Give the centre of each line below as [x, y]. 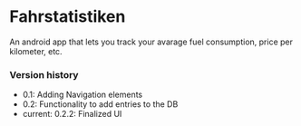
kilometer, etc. [36, 51]
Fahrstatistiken [68, 17]
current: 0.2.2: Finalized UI [72, 114]
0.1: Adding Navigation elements [83, 95]
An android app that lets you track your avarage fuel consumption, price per [151, 42]
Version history [44, 74]
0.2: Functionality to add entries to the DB [100, 104]
